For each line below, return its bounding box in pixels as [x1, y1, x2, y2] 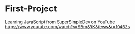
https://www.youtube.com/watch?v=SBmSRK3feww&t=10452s [5, 24, 130, 29]
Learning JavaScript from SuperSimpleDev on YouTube [5, 19, 115, 25]
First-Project [5, 3, 57, 14]
